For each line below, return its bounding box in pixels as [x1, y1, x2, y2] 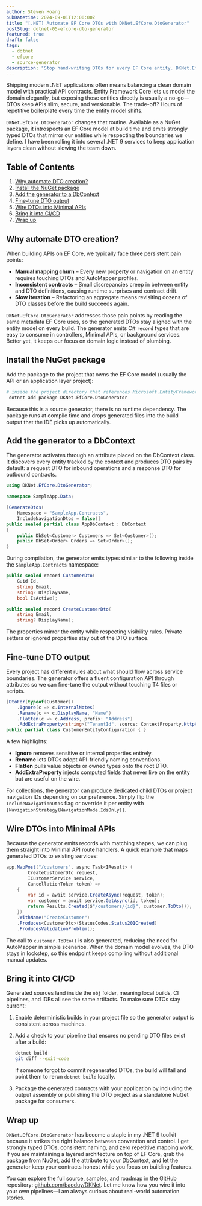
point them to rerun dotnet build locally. [14, 1073, 115, 1081]
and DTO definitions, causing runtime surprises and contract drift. [14, 287, 178, 294]
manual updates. [6, 956, 48, 963]
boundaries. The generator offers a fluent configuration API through [6, 674, 174, 682]
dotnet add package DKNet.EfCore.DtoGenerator [8, 395, 128, 401]
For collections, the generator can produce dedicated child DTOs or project [6, 787, 192, 794]
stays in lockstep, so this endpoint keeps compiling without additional [6, 950, 179, 957]
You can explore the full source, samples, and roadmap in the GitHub [6, 1175, 177, 1182]
